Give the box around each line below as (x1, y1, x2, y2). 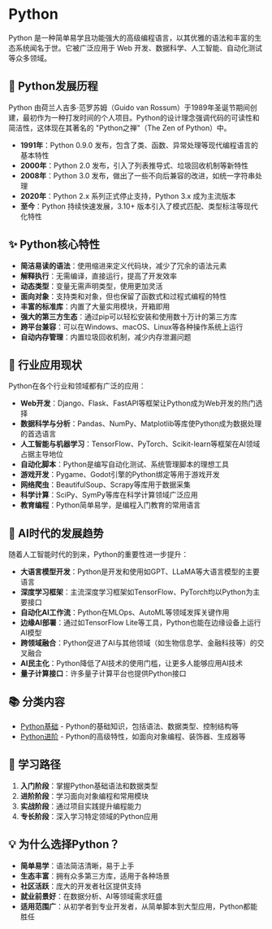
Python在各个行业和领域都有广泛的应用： (8, 381, 146, 391)
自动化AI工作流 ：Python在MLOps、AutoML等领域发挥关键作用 (19, 607, 230, 617)
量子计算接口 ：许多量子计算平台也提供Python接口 (19, 668, 187, 678)
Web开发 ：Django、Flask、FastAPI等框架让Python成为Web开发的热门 (19, 398, 256, 408)
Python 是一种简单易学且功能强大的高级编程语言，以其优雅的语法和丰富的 (8, 33, 255, 42)
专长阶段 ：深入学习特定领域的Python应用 (19, 811, 158, 821)
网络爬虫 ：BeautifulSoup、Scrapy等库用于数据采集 (19, 480, 191, 489)
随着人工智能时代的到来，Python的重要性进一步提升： (8, 550, 189, 559)
